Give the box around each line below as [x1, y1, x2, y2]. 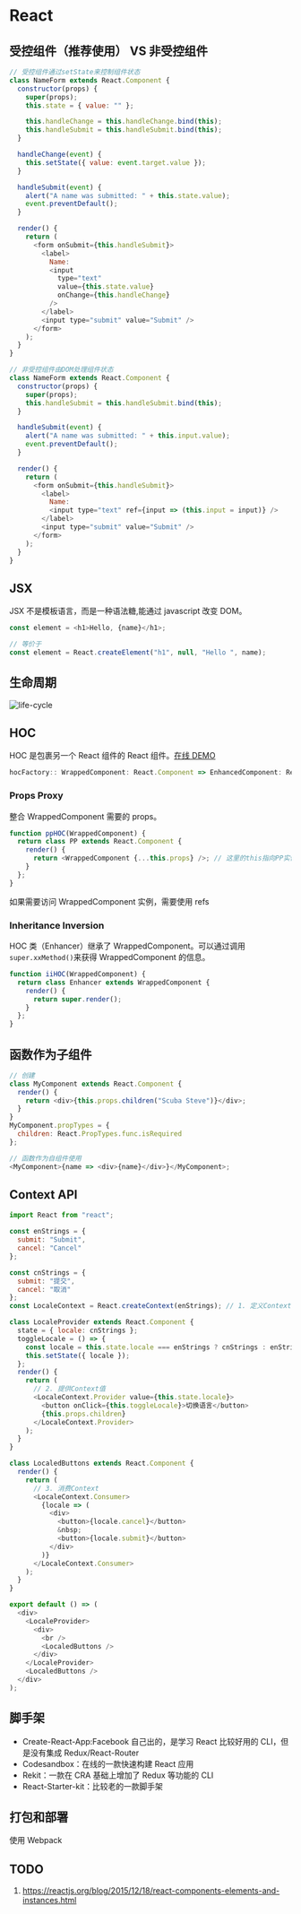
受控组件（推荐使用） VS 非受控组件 [9, 43, 209, 58]
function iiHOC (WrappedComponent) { [9, 970, 146, 979]
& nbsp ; [56, 1526, 82, 1535]
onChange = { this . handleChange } [56, 290, 170, 300]
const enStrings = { [9, 1227, 87, 1236]
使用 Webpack [9, 1835, 63, 1846]
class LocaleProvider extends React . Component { [9, 1318, 194, 1327]
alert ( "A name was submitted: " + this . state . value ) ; [25, 191, 230, 200]
